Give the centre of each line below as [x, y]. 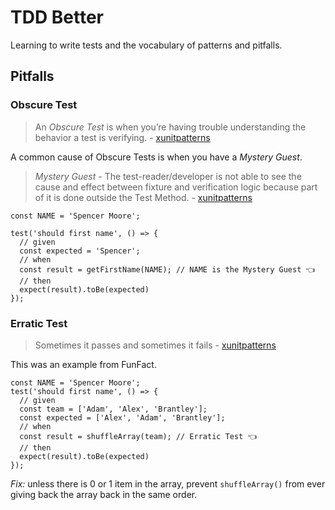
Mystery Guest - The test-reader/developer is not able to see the [168, 176]
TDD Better [57, 17]
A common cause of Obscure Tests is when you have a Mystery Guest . [156, 157]
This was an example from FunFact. [83, 364]
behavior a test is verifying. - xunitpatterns [122, 137]
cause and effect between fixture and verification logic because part [176, 187]
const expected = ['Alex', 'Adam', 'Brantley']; [122, 417]
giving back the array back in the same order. [104, 494]
